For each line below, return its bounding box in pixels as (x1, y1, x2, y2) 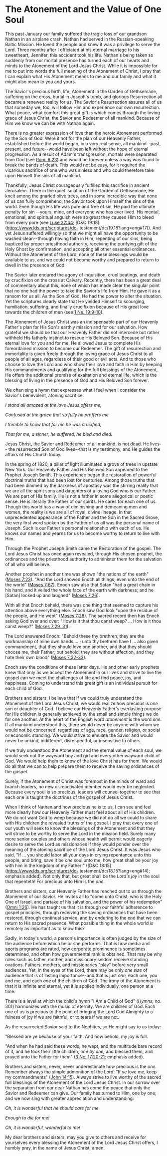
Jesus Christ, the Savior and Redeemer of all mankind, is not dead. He (5, 441, 150, 447)
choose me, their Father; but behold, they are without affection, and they (5, 649, 155, 655)
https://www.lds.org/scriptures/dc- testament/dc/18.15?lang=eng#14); (6, 868, 151, 874)
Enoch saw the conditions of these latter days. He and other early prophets (5, 664, 160, 670)
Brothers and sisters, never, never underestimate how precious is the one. (5, 1063, 157, 1069)
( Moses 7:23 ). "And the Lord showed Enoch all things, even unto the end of (5, 576, 160, 582)
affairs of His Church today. (5, 451, 62, 457)
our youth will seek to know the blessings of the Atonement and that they (5, 825, 156, 831)
